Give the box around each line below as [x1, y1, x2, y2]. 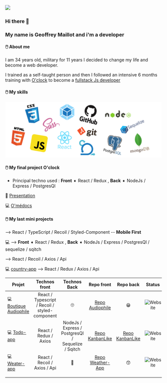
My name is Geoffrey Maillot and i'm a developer [5, 31, 124, 38]
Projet [11, 281, 25, 287]
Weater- [7, 361, 25, 367]
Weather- [89, 360, 110, 366]
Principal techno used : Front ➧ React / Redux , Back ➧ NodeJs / [12, 177, 146, 183]
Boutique [7, 303, 26, 309]
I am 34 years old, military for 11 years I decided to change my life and [5, 57, 148, 63]
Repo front [88, 281, 111, 287]
